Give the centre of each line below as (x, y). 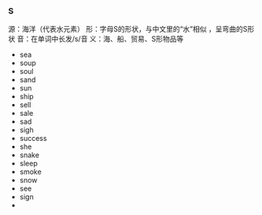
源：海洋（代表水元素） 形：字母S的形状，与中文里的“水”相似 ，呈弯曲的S (128, 29)
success (33, 139)
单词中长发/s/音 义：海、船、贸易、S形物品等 (111, 39)
